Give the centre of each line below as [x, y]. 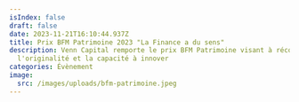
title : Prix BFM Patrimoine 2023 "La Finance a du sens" [117, 42]
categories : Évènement [51, 67]
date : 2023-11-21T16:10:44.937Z [69, 34]
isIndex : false [37, 17]
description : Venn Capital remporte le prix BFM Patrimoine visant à [141, 51]
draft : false [33, 26]
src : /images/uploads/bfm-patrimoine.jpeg [97, 83]
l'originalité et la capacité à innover [93, 59]
